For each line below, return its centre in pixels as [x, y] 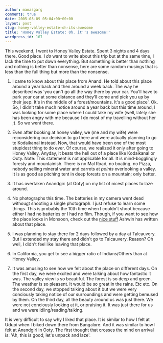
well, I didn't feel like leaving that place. [52, 244]
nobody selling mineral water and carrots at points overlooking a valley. [84, 169]
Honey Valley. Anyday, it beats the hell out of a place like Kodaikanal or [83, 153]
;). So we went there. [33, 122]
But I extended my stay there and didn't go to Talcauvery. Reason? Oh [82, 239]
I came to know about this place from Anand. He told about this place [82, 81]
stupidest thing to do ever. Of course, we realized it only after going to [83, 148]
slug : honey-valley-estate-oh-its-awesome [49, 28]
